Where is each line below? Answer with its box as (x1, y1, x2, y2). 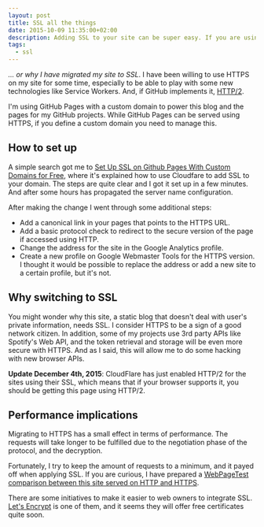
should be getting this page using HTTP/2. (8, 385, 145, 395)
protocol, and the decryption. (8, 446, 103, 455)
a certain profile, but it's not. (19, 268, 112, 277)
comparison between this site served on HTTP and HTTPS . (8, 478, 200, 488)
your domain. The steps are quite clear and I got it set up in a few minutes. (8, 179, 249, 188)
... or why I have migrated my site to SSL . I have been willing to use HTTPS (8, 70, 250, 79)
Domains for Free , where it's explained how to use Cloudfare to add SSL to (8, 170, 250, 180)
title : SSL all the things (8, 19, 97, 27)
